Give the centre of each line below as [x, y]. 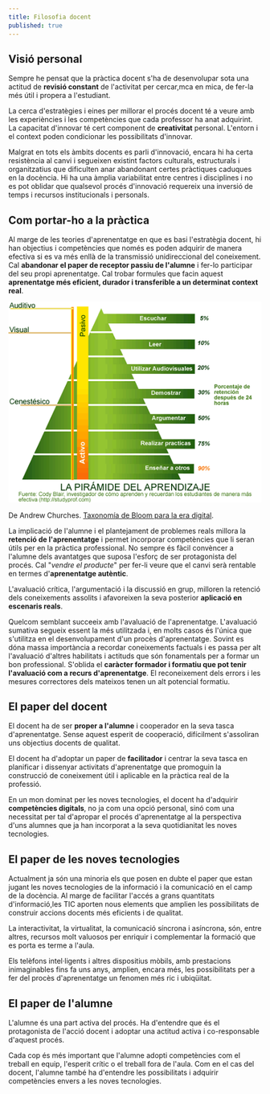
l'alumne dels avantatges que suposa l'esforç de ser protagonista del [123, 556]
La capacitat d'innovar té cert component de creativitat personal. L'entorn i [133, 128]
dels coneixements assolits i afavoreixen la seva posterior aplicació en [125, 597]
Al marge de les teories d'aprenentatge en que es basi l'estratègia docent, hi [135, 240]
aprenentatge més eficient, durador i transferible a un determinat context [133, 282]
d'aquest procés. [37, 1040]
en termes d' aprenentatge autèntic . [68, 573]
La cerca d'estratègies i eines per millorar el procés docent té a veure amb [131, 111]
